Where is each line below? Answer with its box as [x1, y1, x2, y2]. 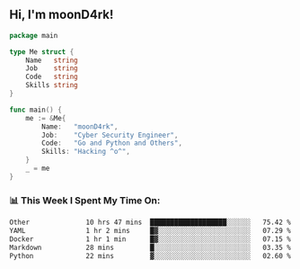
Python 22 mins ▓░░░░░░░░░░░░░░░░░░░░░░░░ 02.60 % [9, 251, 292, 260]
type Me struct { [9, 47, 75, 57]
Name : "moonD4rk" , [41, 121, 119, 131]
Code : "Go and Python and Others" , [41, 139, 182, 148]
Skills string [25, 81, 78, 90]
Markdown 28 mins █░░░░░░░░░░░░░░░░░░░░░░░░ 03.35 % [9, 243, 292, 252]
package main [9, 31, 58, 40]
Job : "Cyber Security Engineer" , [41, 130, 179, 139]
